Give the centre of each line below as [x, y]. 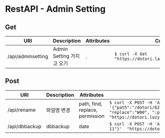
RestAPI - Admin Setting [55, 9]
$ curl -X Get [131, 54]
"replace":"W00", [129, 112]
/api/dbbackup [25, 126]
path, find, [90, 104]
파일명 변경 [58, 110]
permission [92, 116]
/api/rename [22, 110]
